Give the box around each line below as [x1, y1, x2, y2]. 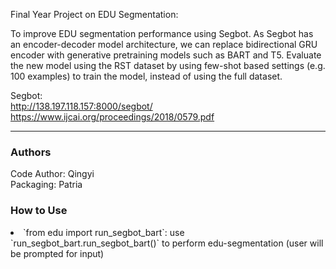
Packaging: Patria [10, 179, 83, 191]
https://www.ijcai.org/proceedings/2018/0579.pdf [10, 111, 215, 123]
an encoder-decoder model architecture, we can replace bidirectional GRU [10, 39, 318, 50]
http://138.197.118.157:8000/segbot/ [10, 100, 153, 112]
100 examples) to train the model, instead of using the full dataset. [10, 70, 283, 82]
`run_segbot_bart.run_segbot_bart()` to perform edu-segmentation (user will [10, 237, 324, 249]
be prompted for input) [10, 247, 105, 259]
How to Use [10, 204, 68, 218]
